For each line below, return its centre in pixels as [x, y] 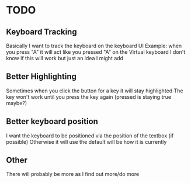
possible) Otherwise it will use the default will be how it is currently [86, 141]
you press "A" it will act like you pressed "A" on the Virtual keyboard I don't [96, 52]
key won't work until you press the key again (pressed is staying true [88, 96]
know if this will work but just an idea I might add [65, 58]
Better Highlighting [41, 77]
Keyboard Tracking [41, 32]
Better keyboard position [52, 121]
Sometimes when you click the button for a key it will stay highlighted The [95, 91]
